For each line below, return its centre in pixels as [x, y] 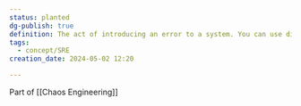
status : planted [39, 17]
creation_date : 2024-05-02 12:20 [72, 59]
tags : [19, 42]
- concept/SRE [43, 51]
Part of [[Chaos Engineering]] [64, 92]
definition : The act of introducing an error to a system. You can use [146, 34]
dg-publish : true [42, 26]
